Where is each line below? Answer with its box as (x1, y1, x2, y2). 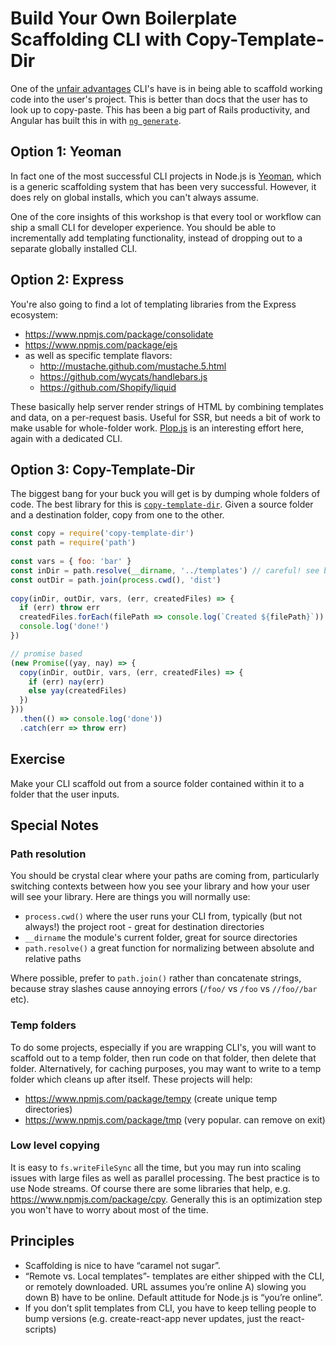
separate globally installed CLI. (10, 242, 138, 254)
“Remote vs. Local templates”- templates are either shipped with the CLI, (24, 1270, 325, 1282)
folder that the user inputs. (10, 788, 120, 800)
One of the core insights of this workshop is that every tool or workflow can (10, 210, 322, 222)
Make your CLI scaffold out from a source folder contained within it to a (10, 777, 305, 789)
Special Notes (10, 817, 100, 834)
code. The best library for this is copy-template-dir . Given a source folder (10, 498, 314, 511)
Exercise (10, 751, 66, 768)
